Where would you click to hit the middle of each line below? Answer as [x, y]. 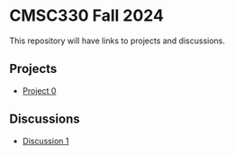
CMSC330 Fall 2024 [87, 16]
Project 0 [39, 90]
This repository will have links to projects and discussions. [117, 41]
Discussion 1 [45, 141]
